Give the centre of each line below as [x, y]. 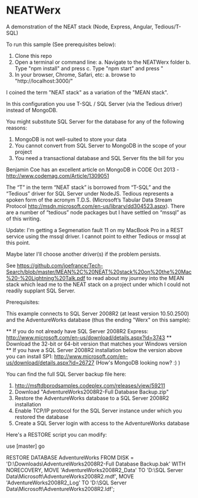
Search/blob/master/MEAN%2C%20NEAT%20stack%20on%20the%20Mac [99, 272]
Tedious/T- [168, 27]
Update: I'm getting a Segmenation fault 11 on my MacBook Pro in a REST [95, 230]
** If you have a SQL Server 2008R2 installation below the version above [94, 350]
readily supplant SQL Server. [41, 291]
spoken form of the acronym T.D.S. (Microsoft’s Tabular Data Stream [89, 200]
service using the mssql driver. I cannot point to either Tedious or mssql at [96, 236]
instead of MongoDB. [32, 110]
